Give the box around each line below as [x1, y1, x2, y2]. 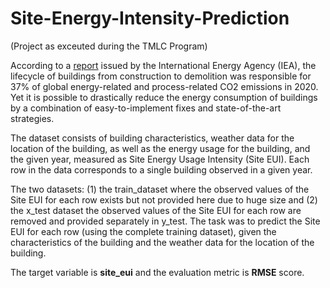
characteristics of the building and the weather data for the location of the [10, 236, 315, 248]
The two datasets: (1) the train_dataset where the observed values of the [10, 183, 310, 195]
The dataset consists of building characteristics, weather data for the [10, 132, 295, 144]
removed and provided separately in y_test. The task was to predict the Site [10, 215, 321, 227]
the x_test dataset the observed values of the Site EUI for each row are [10, 204, 302, 216]
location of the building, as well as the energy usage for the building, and [10, 142, 311, 154]
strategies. [10, 112, 55, 124]
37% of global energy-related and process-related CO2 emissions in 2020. [10, 80, 319, 92]
